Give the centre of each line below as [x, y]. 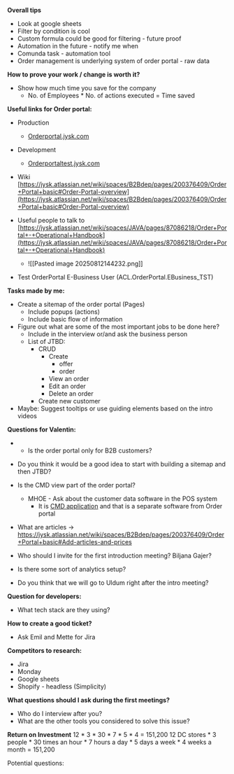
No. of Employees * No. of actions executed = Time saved [111, 95]
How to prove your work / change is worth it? [74, 74]
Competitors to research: [45, 650]
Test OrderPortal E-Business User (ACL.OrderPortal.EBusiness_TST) [115, 277]
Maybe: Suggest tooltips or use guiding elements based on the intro [115, 408]
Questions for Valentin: [42, 429]
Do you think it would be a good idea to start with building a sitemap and [121, 464]
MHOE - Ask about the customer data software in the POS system [123, 499]
